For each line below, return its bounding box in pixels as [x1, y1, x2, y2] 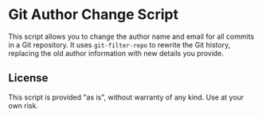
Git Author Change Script [8, 6, 179, 24]
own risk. [8, 100, 38, 110]
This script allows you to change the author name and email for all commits [8, 32, 255, 41]
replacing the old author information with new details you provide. [8, 48, 225, 58]
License [8, 71, 49, 85]
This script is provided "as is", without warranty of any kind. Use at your [8, 92, 244, 102]
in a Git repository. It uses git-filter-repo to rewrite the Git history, [8, 40, 231, 49]
